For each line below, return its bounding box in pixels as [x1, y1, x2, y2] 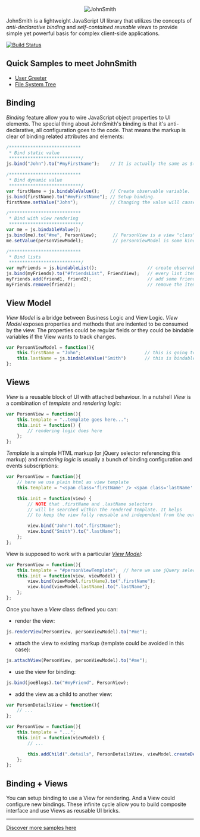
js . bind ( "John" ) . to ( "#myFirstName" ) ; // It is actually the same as [6, 161, 187, 167]
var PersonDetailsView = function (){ [6, 702, 100, 708]
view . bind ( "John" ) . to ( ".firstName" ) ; [27, 523, 121, 529]
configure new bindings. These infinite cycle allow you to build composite [6, 801, 186, 808]
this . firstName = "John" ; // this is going [17, 350, 187, 356]
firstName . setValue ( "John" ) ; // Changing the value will [6, 199, 180, 205]
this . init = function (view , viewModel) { [17, 573, 121, 579]
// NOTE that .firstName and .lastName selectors [27, 501, 153, 507]
